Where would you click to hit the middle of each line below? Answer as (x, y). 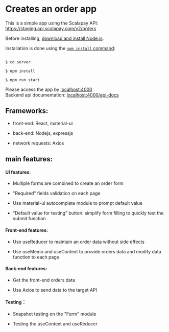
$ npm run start (22, 80)
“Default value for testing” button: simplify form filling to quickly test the (88, 213)
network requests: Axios (38, 143)
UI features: (18, 172)
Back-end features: (26, 269)
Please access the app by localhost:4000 (49, 89)
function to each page (36, 257)
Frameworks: (27, 111)
